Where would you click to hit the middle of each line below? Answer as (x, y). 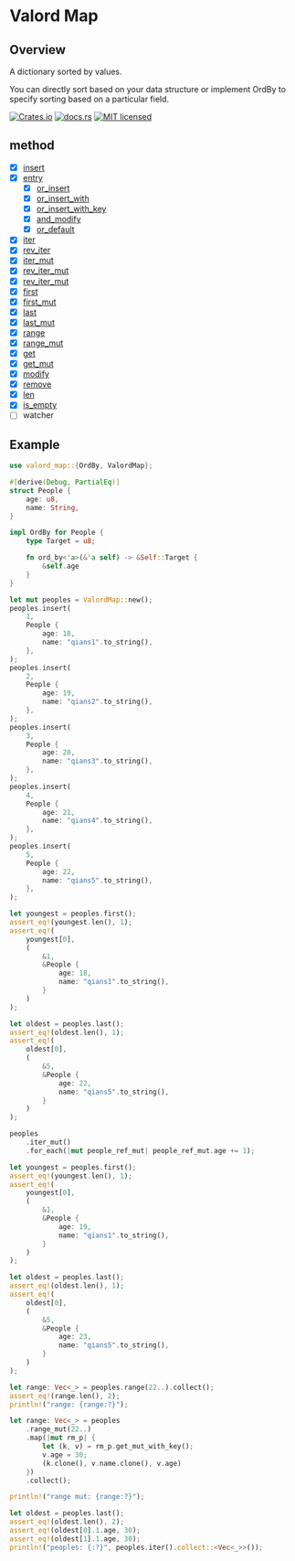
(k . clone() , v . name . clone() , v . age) (112, 1463)
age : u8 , (42, 499)
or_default (55, 230)
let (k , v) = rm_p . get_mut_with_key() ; (118, 1447)
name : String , (53, 508)
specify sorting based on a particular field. (90, 99)
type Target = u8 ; (61, 541)
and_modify (58, 219)
